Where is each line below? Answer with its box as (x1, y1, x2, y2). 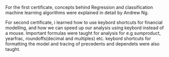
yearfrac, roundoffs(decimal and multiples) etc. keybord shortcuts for (5, 35, 151, 41)
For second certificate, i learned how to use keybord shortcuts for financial (5, 20, 163, 25)
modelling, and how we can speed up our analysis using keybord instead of (5, 25, 164, 31)
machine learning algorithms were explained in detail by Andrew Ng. (5, 10, 149, 16)
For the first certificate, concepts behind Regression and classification (5, 5, 153, 10)
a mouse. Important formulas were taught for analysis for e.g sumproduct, (5, 30, 161, 36)
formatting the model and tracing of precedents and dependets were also (5, 41, 160, 47)
